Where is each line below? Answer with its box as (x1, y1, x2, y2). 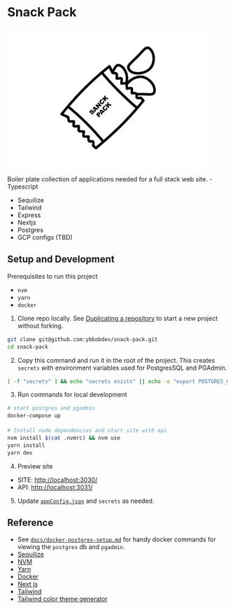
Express (17, 211, 41, 219)
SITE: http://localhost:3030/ (17, 476, 98, 484)
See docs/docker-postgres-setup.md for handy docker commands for (17, 535, 216, 543)
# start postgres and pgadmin (7, 405, 96, 412)
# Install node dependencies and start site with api (7, 427, 168, 434)
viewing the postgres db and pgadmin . (17, 543, 125, 551)
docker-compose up (7, 413, 61, 420)
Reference (7, 516, 54, 529)
